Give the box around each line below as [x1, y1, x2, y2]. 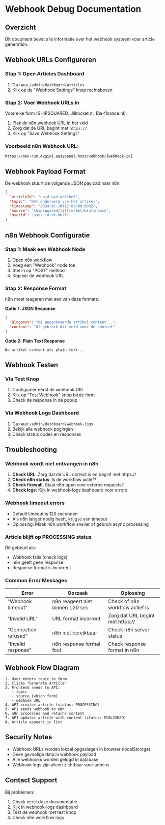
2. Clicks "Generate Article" [5, 681, 67, 686]
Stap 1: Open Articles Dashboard [5, 70, 84, 77]
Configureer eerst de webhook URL [12, 387, 84, 393]
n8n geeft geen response [12, 559, 64, 565]
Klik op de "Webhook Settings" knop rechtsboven [12, 87, 113, 93]
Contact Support [5, 776, 57, 785]
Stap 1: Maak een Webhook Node [5, 245, 85, 252]
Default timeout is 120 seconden [12, 511, 78, 516]
